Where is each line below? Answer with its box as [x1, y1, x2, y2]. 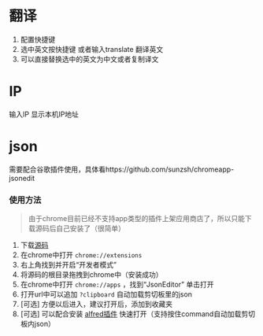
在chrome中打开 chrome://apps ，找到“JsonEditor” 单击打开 [20, 280, 214, 290]
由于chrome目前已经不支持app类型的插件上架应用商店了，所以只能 [28, 214, 245, 223]
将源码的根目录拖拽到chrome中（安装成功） [20, 270, 163, 279]
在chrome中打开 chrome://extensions [20, 250, 143, 260]
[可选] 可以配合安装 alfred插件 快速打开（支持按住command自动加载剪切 [20, 309, 255, 319]
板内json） [20, 319, 56, 329]
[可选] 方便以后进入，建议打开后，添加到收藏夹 [20, 300, 172, 309]
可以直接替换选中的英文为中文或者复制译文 [20, 54, 159, 64]
